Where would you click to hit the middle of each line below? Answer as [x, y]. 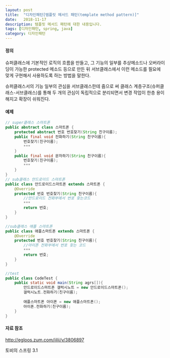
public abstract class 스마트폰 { [40, 128]
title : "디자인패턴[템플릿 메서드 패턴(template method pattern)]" [72, 15]
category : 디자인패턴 [25, 34]
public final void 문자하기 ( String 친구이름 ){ [60, 156]
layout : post [19, 10]
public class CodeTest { [31, 278]
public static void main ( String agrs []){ [59, 283]
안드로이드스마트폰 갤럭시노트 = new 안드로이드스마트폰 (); [76, 288]
